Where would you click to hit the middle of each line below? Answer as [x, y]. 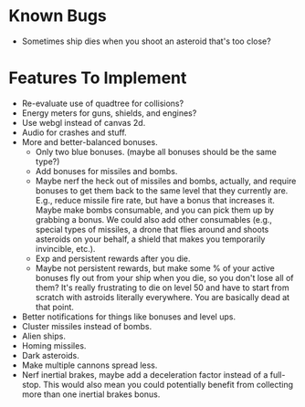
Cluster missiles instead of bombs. [87, 326]
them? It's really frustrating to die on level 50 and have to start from [162, 287]
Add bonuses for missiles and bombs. [106, 171]
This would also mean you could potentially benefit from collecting [168, 384]
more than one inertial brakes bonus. [91, 394]
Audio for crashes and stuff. [74, 132]
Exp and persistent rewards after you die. [113, 258]
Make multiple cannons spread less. [89, 365]
